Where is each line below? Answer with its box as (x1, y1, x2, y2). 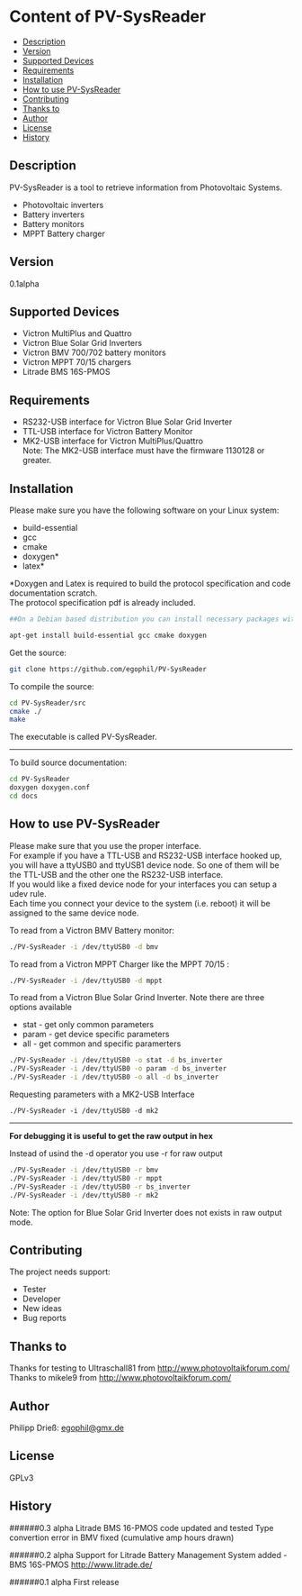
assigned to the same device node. (9, 907, 139, 918)
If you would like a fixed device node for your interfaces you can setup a (9, 879, 277, 889)
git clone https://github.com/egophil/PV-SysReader (9, 664, 207, 673)
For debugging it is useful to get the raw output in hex (9, 1131, 214, 1142)
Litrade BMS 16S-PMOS (22, 367, 111, 378)
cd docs (9, 791, 39, 800)
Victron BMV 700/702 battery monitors (22, 347, 166, 358)
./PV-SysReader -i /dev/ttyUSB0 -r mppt (9, 1173, 164, 1182)
